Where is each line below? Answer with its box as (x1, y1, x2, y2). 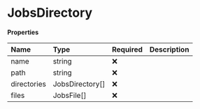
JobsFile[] (52, 90, 87, 100)
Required (111, 44, 143, 54)
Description (149, 44, 190, 54)
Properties (7, 28, 39, 36)
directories (10, 79, 47, 89)
